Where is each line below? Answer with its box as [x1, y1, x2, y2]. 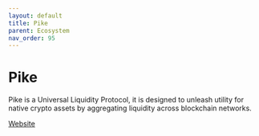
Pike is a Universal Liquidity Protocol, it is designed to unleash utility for [8, 95, 245, 105]
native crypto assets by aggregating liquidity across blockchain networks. [8, 103, 253, 113]
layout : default [8, 11, 63, 20]
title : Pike [8, 19, 48, 27]
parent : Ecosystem [8, 26, 70, 34]
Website [8, 119, 36, 129]
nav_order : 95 [8, 34, 56, 42]
